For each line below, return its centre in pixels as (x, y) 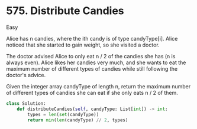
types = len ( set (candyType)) (63, 114)
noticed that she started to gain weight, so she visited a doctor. (83, 45)
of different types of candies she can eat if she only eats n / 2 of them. (92, 92)
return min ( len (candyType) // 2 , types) (78, 120)
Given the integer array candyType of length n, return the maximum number (98, 86)
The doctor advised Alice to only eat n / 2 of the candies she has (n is (91, 56)
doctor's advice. (26, 75)
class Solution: (26, 103)
